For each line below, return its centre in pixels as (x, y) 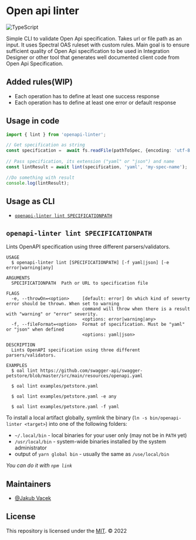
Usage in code (33, 121)
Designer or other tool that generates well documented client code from (93, 57)
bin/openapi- (165, 418)
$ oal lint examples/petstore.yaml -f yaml (65, 407)
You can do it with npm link (39, 465)
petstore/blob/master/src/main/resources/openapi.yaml (75, 376)
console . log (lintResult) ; (38, 183)
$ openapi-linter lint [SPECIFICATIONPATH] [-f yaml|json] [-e (90, 263)
